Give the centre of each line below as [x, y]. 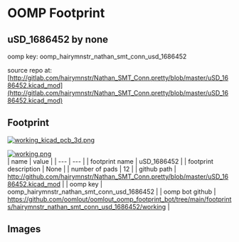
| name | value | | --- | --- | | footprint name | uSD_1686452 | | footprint [110, 161]
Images [24, 229]
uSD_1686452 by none [58, 40]
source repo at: [30, 70]
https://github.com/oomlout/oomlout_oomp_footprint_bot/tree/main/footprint [119, 199]
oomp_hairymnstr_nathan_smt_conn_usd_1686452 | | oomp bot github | [112, 191]
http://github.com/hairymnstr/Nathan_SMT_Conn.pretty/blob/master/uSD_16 [118, 177]
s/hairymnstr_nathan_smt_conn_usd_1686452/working [87, 206]
